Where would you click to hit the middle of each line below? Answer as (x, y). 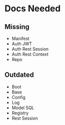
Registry (20, 113)
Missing (17, 27)
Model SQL (23, 108)
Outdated (19, 75)
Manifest (21, 38)
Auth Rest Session (30, 49)
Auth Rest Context (30, 54)
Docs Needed (32, 9)
